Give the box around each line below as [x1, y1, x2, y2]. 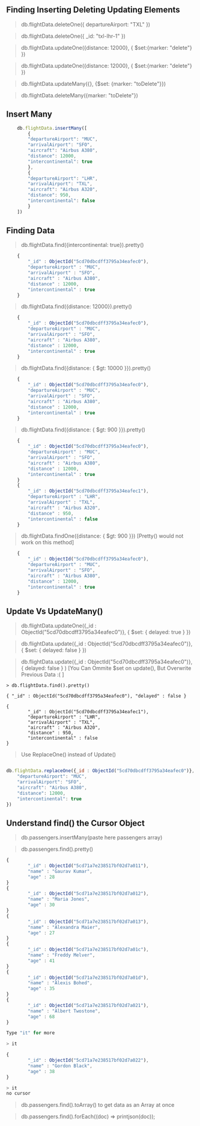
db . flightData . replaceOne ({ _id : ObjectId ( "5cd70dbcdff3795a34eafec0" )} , [6, 768, 195, 774]
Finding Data [6, 225, 55, 236]
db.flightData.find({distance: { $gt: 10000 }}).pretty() [20, 365, 151, 372]
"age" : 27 [28, 930, 55, 936]
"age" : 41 [28, 958, 55, 964]
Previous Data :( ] [20, 671, 64, 678]
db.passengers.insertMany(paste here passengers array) [20, 834, 163, 841]
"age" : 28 [28, 874, 55, 880]
